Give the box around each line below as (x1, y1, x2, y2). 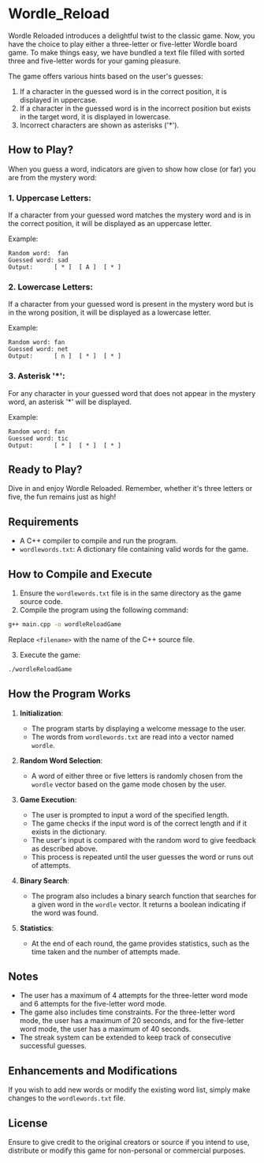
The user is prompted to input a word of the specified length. (31, 810, 230, 819)
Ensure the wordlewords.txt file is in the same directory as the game (19, 588, 242, 598)
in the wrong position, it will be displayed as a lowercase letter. (8, 308, 211, 317)
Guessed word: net (8, 346, 69, 353)
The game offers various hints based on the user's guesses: (8, 71, 203, 81)
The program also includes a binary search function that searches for (31, 891, 257, 901)
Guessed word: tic (8, 434, 69, 443)
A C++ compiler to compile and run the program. (19, 536, 178, 546)
